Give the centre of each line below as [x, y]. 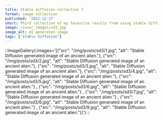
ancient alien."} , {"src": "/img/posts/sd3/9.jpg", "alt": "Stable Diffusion [76, 107]
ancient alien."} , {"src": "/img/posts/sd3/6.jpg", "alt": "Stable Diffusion [76, 86]
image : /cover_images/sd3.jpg [36, 28]
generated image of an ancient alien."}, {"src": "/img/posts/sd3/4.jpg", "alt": [81, 71]
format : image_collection [31, 14]
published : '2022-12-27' [30, 18]
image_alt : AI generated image [37, 32]
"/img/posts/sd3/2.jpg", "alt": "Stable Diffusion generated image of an [75, 61]
